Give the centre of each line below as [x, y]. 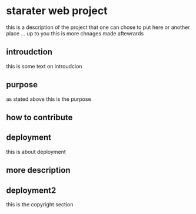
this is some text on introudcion [44, 66]
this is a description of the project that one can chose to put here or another [98, 27]
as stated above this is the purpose [49, 99]
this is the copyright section [40, 204]
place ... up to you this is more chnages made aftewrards [75, 33]
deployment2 [31, 190]
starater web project [57, 11]
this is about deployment [36, 152]
